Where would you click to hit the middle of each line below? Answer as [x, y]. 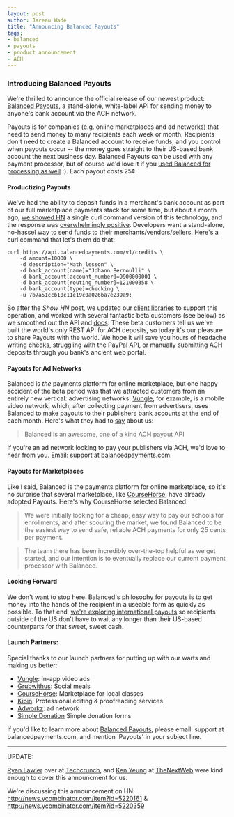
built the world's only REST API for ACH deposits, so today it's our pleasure [115, 330]
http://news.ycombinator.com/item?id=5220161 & [78, 799]
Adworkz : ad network [48, 708]
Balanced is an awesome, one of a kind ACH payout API [104, 434]
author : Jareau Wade [37, 20]
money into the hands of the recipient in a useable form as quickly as [106, 604]
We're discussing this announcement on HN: [71, 791]
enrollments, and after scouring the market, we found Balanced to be [123, 522]
